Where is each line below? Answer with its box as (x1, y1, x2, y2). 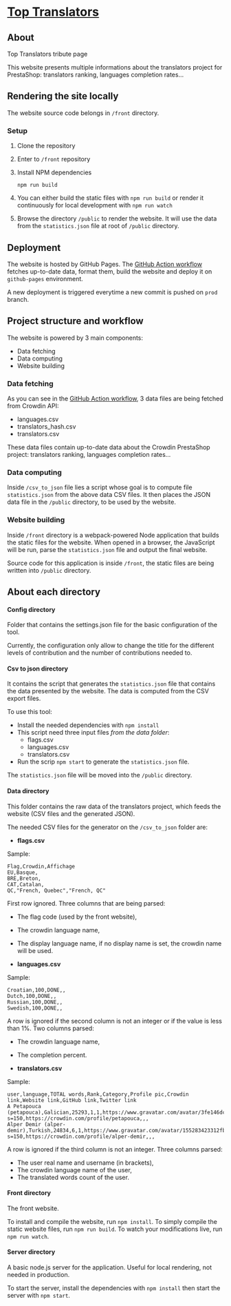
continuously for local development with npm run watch (16, 201, 173, 210)
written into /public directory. (7, 566, 91, 574)
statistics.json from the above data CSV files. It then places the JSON (7, 491, 211, 499)
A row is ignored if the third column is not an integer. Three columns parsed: (7, 1145, 223, 1153)
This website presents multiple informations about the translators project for (7, 63, 223, 71)
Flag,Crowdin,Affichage (7, 863, 76, 870)
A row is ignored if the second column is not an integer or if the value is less (7, 1017, 222, 1025)
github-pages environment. (7, 274, 84, 283)
